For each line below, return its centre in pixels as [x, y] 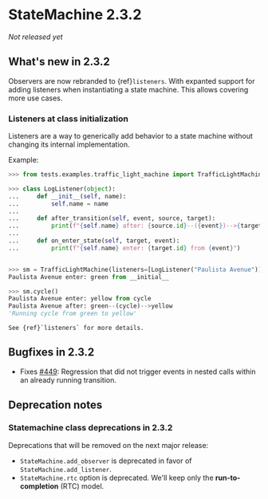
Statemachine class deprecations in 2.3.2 [91, 428]
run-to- [228, 477]
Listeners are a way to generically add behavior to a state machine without [131, 136]
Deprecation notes [55, 405]
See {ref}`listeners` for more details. [77, 328]
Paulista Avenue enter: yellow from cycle [80, 299]
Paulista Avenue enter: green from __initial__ [89, 277]
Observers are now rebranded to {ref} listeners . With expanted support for [132, 81]
